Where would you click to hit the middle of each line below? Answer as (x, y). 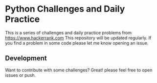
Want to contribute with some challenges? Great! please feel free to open (79, 70)
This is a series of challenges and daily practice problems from (68, 33)
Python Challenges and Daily (65, 9)
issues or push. (21, 75)
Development (26, 58)
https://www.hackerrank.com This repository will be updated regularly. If (78, 38)
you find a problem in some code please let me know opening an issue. (77, 43)
